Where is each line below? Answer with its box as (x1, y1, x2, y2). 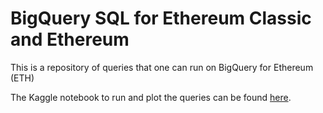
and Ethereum (10, 28, 130, 51)
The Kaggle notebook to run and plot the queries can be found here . (10, 91, 292, 103)
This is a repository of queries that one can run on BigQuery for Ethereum (10, 61, 314, 73)
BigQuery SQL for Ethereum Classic (10, 7, 312, 30)
